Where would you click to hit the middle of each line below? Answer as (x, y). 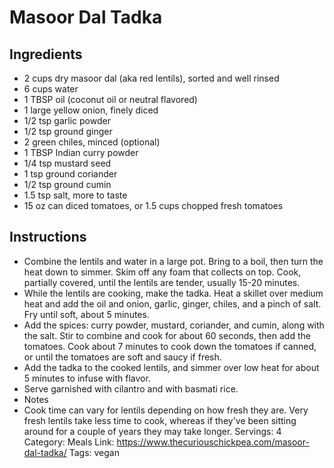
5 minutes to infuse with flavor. (87, 378)
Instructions (48, 237)
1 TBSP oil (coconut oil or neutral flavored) (110, 99)
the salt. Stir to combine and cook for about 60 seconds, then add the (167, 335)
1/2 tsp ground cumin (67, 184)
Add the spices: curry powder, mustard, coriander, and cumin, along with (174, 325)
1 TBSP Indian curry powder (81, 152)
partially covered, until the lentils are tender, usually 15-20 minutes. (162, 282)
